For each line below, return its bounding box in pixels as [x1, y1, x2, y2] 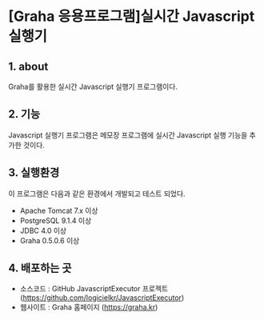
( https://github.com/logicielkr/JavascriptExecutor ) [19, 293, 185, 302]
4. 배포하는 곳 [8, 262, 72, 275]
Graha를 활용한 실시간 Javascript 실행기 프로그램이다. [8, 82, 178, 91]
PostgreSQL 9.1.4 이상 [19, 215, 92, 225]
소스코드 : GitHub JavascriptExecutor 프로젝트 [19, 284, 169, 294]
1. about [8, 59, 49, 73]
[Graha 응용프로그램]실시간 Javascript [8, 7, 255, 26]
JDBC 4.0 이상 [19, 226, 66, 235]
